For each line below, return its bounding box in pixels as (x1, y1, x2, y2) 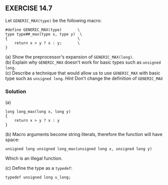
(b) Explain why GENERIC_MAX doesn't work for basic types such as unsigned (5, 59, 161, 65)
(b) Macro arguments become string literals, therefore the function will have (5, 131, 163, 137)
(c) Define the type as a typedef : (5, 165, 73, 171)
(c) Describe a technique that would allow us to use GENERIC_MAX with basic (5, 70, 160, 76)
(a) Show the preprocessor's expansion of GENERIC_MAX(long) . (5, 54, 134, 60)
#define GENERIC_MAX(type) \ (5, 27, 80, 32)
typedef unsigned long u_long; (5, 175, 71, 180)
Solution (5, 88, 27, 95)
